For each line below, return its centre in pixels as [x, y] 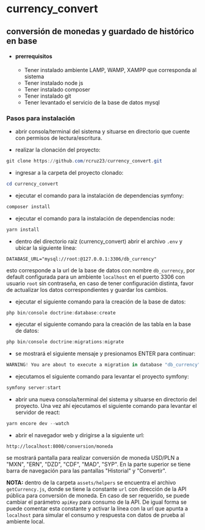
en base [22, 41]
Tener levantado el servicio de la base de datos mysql [92, 102]
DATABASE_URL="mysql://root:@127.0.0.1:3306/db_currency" [81, 259]
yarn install [23, 230]
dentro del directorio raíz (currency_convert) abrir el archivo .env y [99, 241]
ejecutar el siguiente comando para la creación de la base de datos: [100, 302]
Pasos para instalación [41, 118]
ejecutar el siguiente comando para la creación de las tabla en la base [103, 324]
